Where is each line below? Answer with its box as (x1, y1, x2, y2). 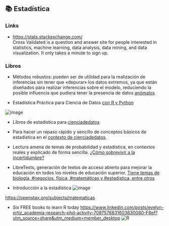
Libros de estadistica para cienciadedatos (12, 119, 100, 125)
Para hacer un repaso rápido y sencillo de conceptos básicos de (12, 128, 147, 135)
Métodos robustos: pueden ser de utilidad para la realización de (12, 73, 146, 80)
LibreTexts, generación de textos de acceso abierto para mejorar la (12, 164, 152, 170)
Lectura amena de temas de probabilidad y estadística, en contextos (12, 143, 155, 150)
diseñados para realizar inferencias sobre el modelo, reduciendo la (12, 84, 151, 90)
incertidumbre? (12, 155, 44, 161)
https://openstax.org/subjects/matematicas (5, 194, 95, 200)
